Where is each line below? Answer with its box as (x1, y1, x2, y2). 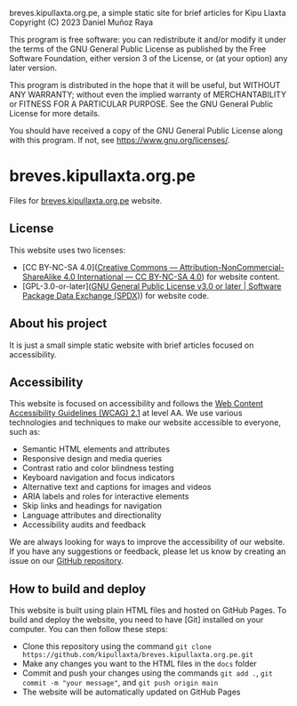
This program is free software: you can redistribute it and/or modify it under (9, 35, 286, 44)
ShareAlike (21, 271, 62, 282)
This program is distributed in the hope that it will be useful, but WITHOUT (9, 80, 281, 90)
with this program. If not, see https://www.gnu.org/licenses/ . (9, 135, 230, 145)
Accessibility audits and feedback (21, 519, 147, 530)
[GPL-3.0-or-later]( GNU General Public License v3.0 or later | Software (21, 280, 282, 292)
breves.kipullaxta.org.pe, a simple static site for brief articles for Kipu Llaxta (9, 8, 286, 18)
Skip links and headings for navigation (21, 501, 163, 511)
